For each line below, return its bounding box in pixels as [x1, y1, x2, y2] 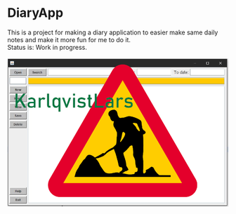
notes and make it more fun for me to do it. [7, 35, 131, 44]
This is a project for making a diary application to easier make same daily [7, 28, 218, 36]
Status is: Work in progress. [7, 43, 88, 51]
